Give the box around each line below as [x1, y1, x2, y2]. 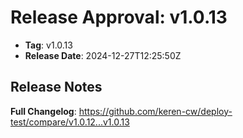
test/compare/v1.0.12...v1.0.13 [10, 116, 130, 128]
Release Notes [10, 79, 103, 96]
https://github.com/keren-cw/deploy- [78, 105, 233, 117]
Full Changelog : [10, 105, 77, 117]
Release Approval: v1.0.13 [10, 6, 228, 29]
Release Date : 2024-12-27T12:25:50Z [24, 49, 182, 61]
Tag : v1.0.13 [24, 39, 73, 51]
